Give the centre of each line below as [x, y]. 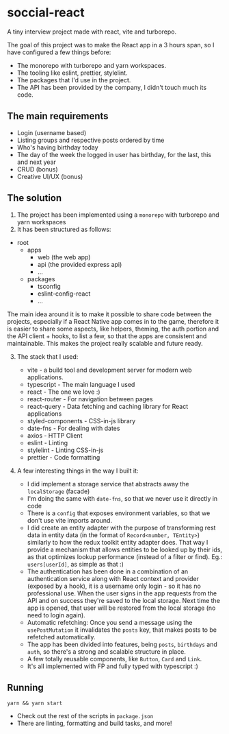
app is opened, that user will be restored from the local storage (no [121, 608]
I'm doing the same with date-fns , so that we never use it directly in [122, 498]
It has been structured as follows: [64, 229]
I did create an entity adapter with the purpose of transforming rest [121, 528]
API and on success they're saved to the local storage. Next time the [124, 600]
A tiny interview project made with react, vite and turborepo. [92, 32]
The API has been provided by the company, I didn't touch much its [112, 87]
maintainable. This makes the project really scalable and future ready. [105, 343]
